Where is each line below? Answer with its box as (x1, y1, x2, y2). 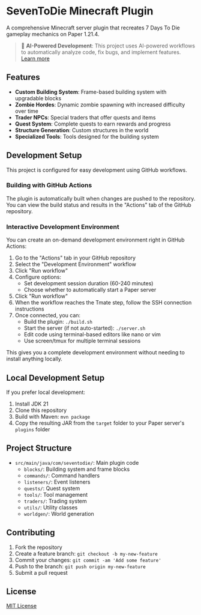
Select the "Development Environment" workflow (14, 261, 136, 268)
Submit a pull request (14, 569, 68, 576)
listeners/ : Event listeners (23, 478, 91, 485)
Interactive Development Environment (6, 222, 119, 231)
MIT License (6, 602, 37, 610)
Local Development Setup (6, 372, 105, 383)
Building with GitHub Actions (6, 181, 92, 190)
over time (14, 107, 39, 115)
